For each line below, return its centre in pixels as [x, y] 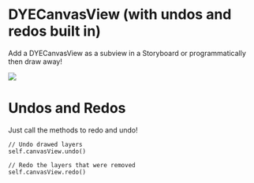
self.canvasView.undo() [47, 151]
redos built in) [54, 31]
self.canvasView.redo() [47, 172]
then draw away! [35, 62]
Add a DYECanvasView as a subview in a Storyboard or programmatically [127, 53]
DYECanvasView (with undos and [120, 15]
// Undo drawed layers [45, 144]
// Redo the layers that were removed [72, 165]
